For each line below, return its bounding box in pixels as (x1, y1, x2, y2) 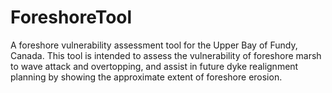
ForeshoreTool (10, 6, 133, 29)
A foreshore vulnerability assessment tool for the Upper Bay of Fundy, (10, 39, 298, 51)
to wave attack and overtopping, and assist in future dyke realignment (10, 60, 299, 72)
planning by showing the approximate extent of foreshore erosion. (10, 71, 283, 83)
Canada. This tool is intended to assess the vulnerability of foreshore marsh (10, 49, 322, 61)
